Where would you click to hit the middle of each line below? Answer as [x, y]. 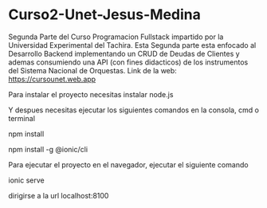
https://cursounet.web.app [52, 79]
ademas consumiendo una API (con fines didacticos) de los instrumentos [128, 62]
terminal [22, 118]
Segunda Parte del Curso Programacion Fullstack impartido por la [116, 37]
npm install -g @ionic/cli [48, 149]
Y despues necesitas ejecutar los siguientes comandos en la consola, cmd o [133, 110]
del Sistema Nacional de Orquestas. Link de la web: [92, 70]
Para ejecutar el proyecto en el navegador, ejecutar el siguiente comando [128, 164]
